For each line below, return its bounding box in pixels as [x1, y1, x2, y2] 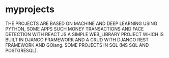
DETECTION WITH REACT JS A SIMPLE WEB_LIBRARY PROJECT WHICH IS [5, 31, 164, 37]
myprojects [5, 4, 54, 15]
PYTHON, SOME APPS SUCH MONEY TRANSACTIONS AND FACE [5, 25, 144, 32]
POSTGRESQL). [5, 47, 38, 53]
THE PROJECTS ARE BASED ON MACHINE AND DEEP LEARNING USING [5, 20, 158, 26]
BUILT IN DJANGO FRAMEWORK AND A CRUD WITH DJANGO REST [5, 37, 149, 43]
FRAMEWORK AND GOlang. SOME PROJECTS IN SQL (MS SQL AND [5, 42, 149, 48]
